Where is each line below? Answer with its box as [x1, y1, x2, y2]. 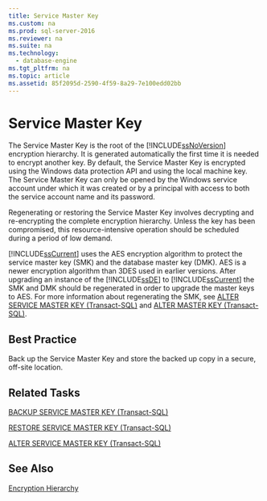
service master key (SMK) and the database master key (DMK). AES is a [8, 257, 247, 267]
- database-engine [15, 57, 78, 65]
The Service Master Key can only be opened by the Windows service [8, 175, 238, 185]
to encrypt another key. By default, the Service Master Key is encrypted [8, 158, 246, 168]
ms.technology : [8, 49, 60, 57]
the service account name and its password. [8, 192, 155, 202]
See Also [8, 461, 54, 476]
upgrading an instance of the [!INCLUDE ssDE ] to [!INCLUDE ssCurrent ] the [8, 275, 255, 285]
